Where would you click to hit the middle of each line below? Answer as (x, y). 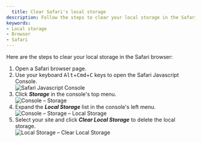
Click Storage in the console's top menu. (66, 94)
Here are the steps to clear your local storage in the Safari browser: (90, 57)
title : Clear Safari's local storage (59, 12)
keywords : (19, 23)
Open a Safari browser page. (50, 69)
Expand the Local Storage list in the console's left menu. (85, 107)
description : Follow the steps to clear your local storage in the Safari (102, 17)
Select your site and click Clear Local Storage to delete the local (95, 120)
